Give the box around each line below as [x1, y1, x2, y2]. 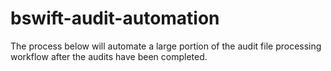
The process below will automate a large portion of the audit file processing [10, 40, 322, 52]
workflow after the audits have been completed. [10, 50, 208, 62]
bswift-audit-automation [10, 7, 220, 30]
